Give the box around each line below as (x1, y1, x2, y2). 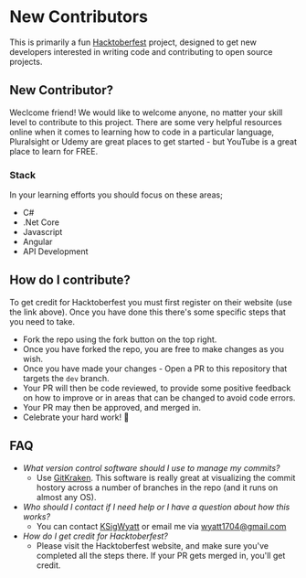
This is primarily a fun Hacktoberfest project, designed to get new (9, 37, 258, 48)
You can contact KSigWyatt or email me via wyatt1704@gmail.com (36, 520, 287, 531)
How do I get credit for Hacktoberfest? (22, 530, 169, 541)
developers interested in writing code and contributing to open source (9, 46, 273, 57)
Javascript (22, 227, 63, 238)
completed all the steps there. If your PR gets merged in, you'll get (36, 550, 286, 561)
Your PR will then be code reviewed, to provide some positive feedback (22, 382, 291, 393)
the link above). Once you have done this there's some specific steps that (9, 306, 286, 317)
